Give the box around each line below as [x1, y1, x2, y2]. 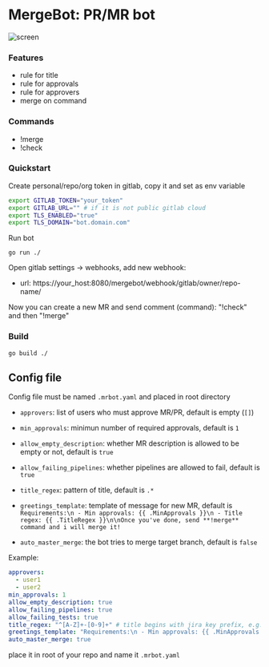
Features [8, 52, 44, 63]
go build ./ [8, 349, 48, 358]
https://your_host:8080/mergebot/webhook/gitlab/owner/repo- [32, 278, 241, 288]
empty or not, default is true [19, 447, 114, 457]
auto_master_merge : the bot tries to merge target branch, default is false [19, 537, 258, 547]
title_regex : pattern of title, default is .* [19, 485, 155, 495]
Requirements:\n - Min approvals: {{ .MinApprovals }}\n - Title [19, 509, 243, 518]
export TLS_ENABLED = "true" [8, 211, 98, 220]
